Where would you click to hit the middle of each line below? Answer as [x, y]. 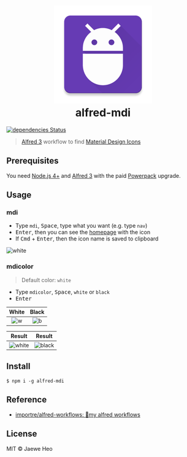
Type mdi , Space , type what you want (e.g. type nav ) [81, 226]
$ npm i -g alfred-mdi [35, 381]
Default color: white [46, 280]
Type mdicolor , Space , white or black [63, 292]
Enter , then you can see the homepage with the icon [83, 232]
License [22, 434]
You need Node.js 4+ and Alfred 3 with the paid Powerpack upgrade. [93, 175]
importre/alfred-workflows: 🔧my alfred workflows [78, 414]
